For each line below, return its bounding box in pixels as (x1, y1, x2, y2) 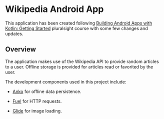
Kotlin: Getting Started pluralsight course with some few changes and (5, 25, 148, 31)
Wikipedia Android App (5, 3, 104, 15)
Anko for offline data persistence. (12, 88, 81, 94)
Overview (5, 45, 36, 53)
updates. (5, 30, 23, 36)
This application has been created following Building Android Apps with (5, 20, 152, 26)
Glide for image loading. (12, 107, 62, 113)
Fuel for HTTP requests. (12, 98, 62, 104)
